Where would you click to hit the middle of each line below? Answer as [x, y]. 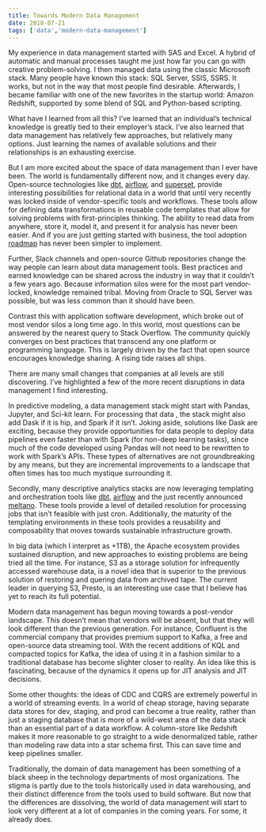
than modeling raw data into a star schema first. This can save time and [125, 745]
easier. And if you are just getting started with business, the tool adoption [127, 235]
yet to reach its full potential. [55, 597]
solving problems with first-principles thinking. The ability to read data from [131, 218]
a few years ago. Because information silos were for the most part [116, 284]
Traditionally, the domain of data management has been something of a [125, 769]
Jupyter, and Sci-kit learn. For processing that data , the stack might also [127, 414]
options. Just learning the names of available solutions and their [112, 144]
